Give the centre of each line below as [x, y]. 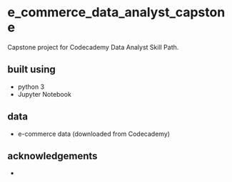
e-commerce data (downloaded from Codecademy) [94, 134]
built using [31, 69]
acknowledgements [52, 156]
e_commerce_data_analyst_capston [116, 12]
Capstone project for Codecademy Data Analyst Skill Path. [93, 47]
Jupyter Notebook [44, 94]
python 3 [31, 87]
